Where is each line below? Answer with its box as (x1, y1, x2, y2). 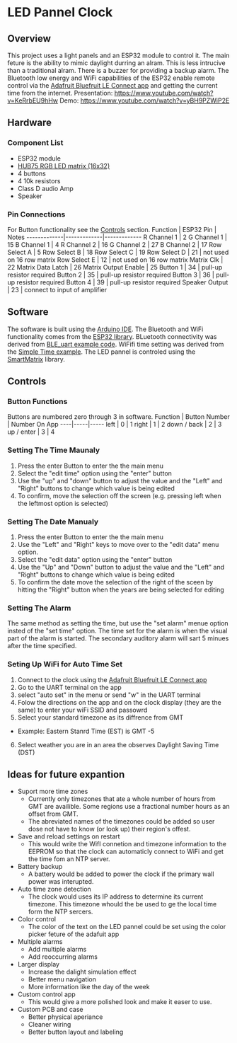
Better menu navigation (28, 975, 97, 984)
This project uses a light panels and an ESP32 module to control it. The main (7, 51, 230, 59)
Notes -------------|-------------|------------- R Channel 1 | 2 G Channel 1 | (7, 233, 228, 241)
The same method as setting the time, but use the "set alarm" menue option (7, 619, 229, 628)
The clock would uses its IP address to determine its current (28, 892, 204, 901)
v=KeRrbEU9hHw (7, 96, 59, 105)
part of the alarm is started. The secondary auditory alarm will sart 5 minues (7, 634, 229, 642)
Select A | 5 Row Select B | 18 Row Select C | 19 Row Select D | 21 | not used (7, 248, 229, 256)
